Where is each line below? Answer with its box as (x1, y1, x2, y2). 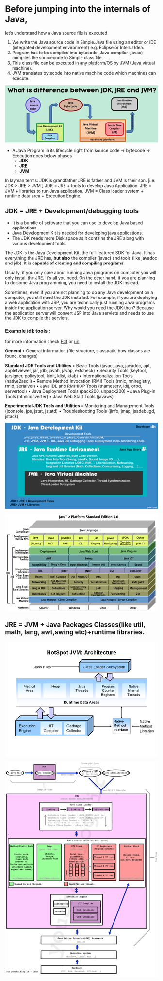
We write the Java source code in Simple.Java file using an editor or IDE (12, 39, 156, 45)
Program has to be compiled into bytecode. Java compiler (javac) (12, 50, 143, 55)
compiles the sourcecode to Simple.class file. (12, 54, 103, 60)
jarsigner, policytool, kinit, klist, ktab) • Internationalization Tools (5, 373, 133, 379)
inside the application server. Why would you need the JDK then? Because (5, 305, 154, 311)
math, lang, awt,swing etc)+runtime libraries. (5, 628, 145, 636)
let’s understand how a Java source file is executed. (5, 30, 109, 35)
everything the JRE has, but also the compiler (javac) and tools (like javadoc (5, 255, 158, 261)
